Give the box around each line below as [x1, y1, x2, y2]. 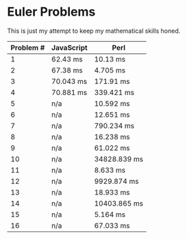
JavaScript [51, 42, 88, 52]
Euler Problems [7, 4, 96, 20]
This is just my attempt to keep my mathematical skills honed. [7, 27, 181, 35]
